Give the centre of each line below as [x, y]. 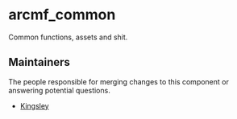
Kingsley [35, 105]
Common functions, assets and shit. [68, 37]
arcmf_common [62, 15]
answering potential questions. [59, 90]
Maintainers [39, 62]
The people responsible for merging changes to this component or [119, 81]
